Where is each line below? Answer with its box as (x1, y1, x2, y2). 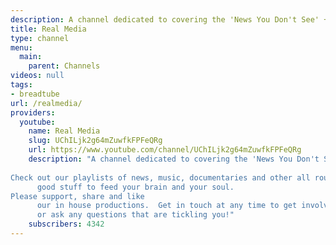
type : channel (10, 33, 70, 43)
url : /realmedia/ (10, 98, 83, 108)
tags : (10, 80, 33, 90)
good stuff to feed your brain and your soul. (36, 182, 235, 192)
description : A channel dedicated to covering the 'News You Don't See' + (10, 14, 329, 25)
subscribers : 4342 (28, 219, 105, 230)
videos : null (10, 71, 65, 81)
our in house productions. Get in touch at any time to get (36, 201, 298, 211)
